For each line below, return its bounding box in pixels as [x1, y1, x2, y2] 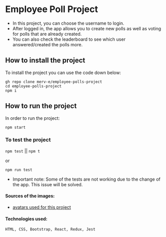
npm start [5, 125, 26, 130]
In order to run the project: [5, 115, 60, 121]
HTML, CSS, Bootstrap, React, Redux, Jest [5, 227, 96, 232]
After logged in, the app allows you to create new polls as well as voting [12, 25, 161, 31]
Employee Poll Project [5, 4, 98, 15]
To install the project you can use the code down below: [5, 69, 121, 75]
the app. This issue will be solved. [12, 181, 83, 187]
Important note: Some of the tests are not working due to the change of [12, 176, 161, 182]
